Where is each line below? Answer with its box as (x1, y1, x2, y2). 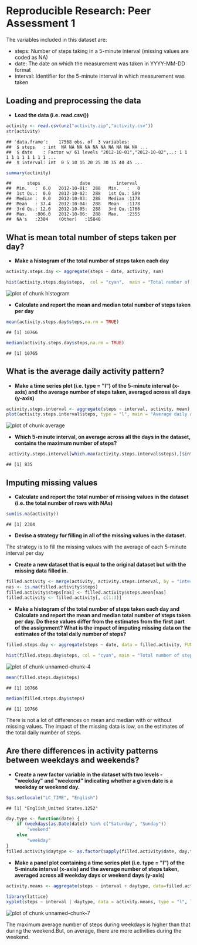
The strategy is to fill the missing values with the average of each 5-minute (6, 543, 186, 550)
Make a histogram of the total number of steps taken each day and (14, 605, 180, 613)
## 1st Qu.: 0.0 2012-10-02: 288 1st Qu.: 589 (6, 191, 141, 197)
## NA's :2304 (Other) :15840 (6, 217, 101, 222)
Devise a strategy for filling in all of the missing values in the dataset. (14, 531, 186, 539)
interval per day (6, 549, 44, 557)
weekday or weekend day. (14, 783, 80, 790)
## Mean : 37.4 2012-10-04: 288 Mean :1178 (6, 201, 141, 207)
